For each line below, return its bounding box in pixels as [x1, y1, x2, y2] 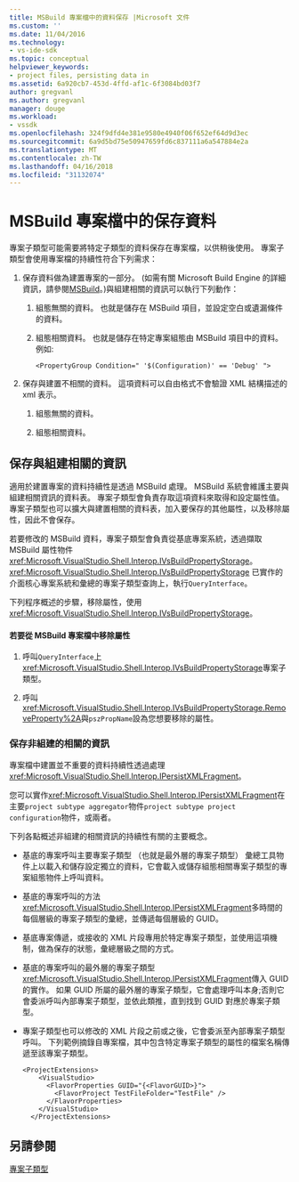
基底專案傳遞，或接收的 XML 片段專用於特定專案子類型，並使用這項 [21, 932, 270, 943]
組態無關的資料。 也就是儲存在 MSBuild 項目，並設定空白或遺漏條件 [35, 303, 283, 313]
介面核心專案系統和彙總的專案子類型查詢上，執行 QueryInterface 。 [9, 578, 253, 588]
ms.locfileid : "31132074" [9, 170, 105, 179]
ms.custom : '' [9, 21, 62, 30]
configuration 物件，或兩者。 [9, 812, 117, 822]
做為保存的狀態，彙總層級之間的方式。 [37, 943, 179, 953]
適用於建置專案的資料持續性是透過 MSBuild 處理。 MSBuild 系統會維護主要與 [9, 482, 289, 491]
